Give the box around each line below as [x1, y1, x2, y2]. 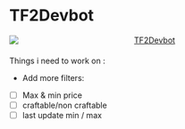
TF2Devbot [9, 5, 95, 26]
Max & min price [21, 90, 83, 101]
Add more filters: [21, 72, 85, 83]
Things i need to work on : [9, 55, 105, 66]
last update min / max [21, 110, 103, 121]
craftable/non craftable [21, 100, 107, 110]
